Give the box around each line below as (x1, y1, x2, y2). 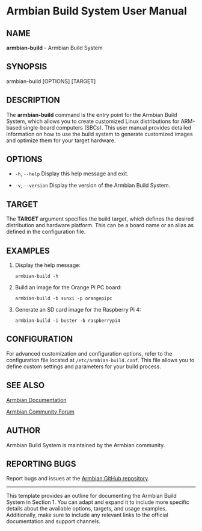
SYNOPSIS (6, 61, 47, 72)
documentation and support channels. (6, 518, 101, 525)
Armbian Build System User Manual (6, 4, 188, 18)
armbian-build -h (14, 273, 59, 280)
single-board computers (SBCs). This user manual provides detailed (23, 124, 192, 131)
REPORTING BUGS (6, 459, 76, 469)
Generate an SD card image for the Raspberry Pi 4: (14, 306, 141, 313)
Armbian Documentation (6, 396, 67, 403)
